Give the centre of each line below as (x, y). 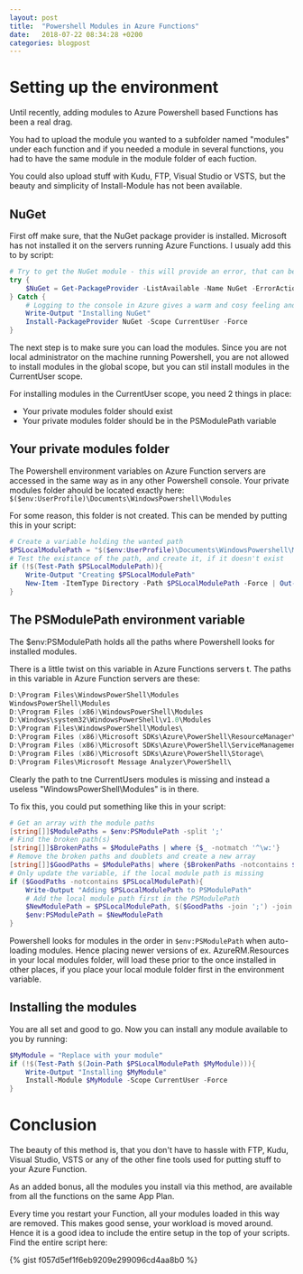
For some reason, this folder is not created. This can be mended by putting (148, 515)
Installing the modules (73, 1007)
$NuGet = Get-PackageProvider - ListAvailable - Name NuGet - (141, 288)
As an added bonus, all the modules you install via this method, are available (151, 1186)
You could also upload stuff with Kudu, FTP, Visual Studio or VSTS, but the (147, 176)
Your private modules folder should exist (97, 411)
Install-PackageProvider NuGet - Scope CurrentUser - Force (137, 322)
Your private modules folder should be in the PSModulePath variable (149, 421)
